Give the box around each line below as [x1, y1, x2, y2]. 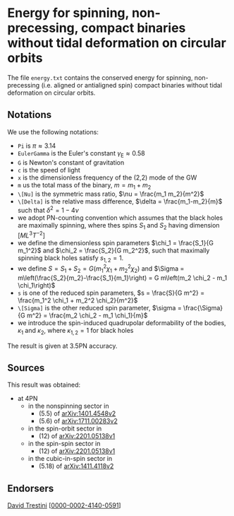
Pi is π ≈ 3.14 [17, 141, 56, 150]
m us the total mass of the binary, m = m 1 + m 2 [17, 180, 152, 191]
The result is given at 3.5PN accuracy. [7, 341, 118, 350]
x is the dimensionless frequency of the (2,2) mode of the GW [17, 173, 197, 182]
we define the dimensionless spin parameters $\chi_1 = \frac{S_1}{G [17, 239, 214, 247]
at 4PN [17, 394, 38, 403]
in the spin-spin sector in [27, 440, 101, 448]
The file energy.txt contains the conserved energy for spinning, [7, 73, 193, 82]
